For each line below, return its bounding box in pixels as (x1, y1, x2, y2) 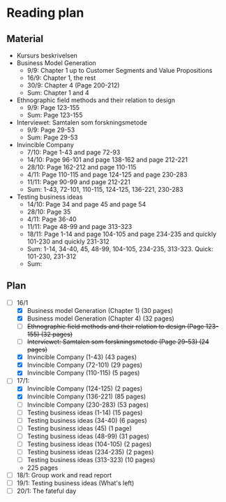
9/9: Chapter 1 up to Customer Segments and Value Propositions (27, 67, 213, 74)
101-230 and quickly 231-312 (27, 237, 110, 246)
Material (6, 33, 43, 45)
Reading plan (6, 5, 84, 21)
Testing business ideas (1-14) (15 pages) (27, 408, 143, 417)
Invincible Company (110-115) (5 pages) (27, 369, 140, 377)
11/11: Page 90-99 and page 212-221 (27, 178, 130, 186)
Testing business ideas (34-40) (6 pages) (27, 416, 147, 424)
